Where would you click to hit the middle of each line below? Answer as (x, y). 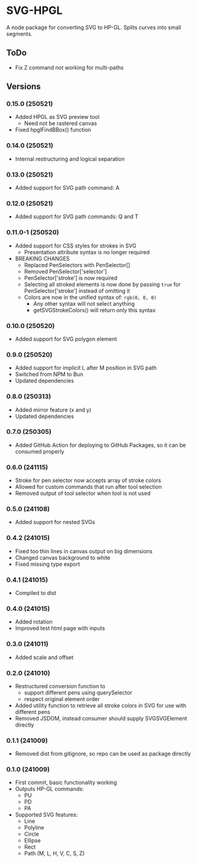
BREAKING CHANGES (42, 258)
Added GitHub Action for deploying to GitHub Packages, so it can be (100, 445)
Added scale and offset (44, 657)
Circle (32, 834)
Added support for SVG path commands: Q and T (77, 217)
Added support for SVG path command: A (67, 188)
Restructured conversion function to (60, 686)
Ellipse (32, 841)
